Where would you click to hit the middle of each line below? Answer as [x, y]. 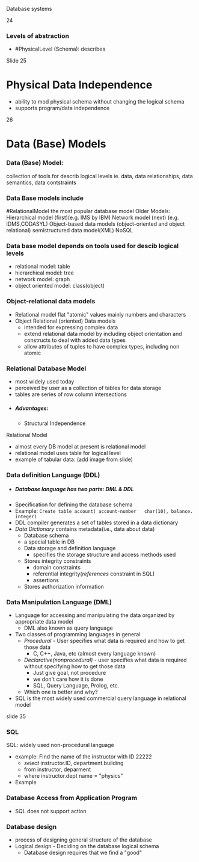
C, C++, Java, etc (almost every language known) [94, 654]
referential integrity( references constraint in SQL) [94, 574]
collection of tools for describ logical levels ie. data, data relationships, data [100, 176]
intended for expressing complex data [71, 327]
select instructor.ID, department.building [74, 763]
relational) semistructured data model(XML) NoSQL [70, 231]
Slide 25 [17, 61]
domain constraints [57, 567]
